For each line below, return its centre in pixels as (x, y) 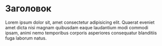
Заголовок (28, 9)
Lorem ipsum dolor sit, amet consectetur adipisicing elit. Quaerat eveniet (80, 22)
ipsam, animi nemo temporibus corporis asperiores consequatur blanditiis (81, 33)
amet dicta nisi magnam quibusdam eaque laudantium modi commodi (77, 27)
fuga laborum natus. (26, 38)
